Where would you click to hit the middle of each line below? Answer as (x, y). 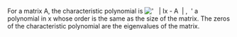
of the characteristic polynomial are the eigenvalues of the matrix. (104, 26)
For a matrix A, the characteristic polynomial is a (103, 11)
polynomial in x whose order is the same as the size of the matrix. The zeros (119, 18)
